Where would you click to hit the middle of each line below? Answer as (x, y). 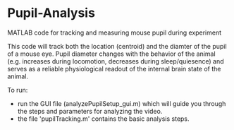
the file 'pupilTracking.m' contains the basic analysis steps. (103, 119)
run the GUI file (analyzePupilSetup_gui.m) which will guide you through (122, 103)
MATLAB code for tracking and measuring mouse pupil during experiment (115, 32)
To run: (18, 90)
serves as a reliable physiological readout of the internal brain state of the (114, 69)
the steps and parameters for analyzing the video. (90, 111)
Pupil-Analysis (51, 13)
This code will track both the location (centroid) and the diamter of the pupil (117, 46)
